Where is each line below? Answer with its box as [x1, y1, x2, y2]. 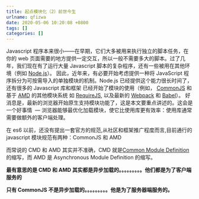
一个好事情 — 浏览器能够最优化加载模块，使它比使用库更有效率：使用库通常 [6, 107, 192, 114]
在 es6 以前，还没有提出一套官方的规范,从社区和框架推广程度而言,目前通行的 [6, 126, 192, 133]
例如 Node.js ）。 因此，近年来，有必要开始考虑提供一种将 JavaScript [16, 70, 182, 77]
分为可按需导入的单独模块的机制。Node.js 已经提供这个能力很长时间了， [16, 77, 192, 84]
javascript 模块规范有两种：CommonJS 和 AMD [6, 134, 122, 141]
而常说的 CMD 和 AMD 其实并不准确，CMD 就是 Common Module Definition [6, 146, 190, 154]
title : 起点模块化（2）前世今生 [6, 8, 76, 15]
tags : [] [6, 25, 28, 31]
